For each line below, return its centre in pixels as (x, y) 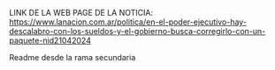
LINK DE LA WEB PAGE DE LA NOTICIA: (81, 13)
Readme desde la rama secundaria (73, 57)
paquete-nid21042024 (50, 40)
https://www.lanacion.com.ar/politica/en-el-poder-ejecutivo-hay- (128, 22)
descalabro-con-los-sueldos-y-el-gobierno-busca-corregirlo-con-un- (137, 31)
